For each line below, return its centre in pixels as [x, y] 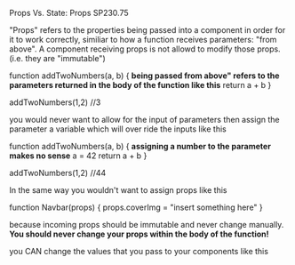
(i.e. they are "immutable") [57, 58]
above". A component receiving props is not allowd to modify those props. [145, 49]
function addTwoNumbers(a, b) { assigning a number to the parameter [140, 146]
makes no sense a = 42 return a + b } [78, 156]
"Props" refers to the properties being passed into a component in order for [147, 30]
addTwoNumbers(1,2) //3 [55, 102]
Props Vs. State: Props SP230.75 [69, 13]
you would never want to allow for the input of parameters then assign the [144, 120]
